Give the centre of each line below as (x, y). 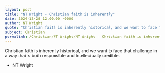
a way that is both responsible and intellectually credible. (63, 55)
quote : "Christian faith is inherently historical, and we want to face (81, 28)
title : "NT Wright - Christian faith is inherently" (60, 14)
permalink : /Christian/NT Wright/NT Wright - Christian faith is (73, 37)
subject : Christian (25, 32)
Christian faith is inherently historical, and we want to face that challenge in (81, 50)
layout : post (18, 9)
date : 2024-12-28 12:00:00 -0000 (39, 18)
